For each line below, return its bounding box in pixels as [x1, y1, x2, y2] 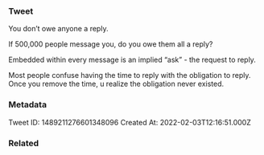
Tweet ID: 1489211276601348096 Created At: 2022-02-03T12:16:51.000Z [8, 117, 252, 127]
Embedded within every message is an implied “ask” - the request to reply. [8, 55, 256, 65]
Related [8, 137, 39, 149]
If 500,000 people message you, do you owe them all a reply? [8, 39, 213, 49]
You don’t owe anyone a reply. [8, 24, 109, 34]
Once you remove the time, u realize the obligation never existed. [8, 79, 225, 89]
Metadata [8, 99, 47, 110]
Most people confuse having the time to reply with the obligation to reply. [8, 71, 251, 80]
